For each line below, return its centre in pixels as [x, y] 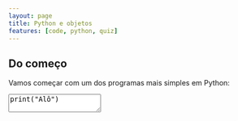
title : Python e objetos [50, 23]
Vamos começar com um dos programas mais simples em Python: [119, 83]
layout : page [30, 16]
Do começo [38, 63]
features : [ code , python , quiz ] [63, 31]
